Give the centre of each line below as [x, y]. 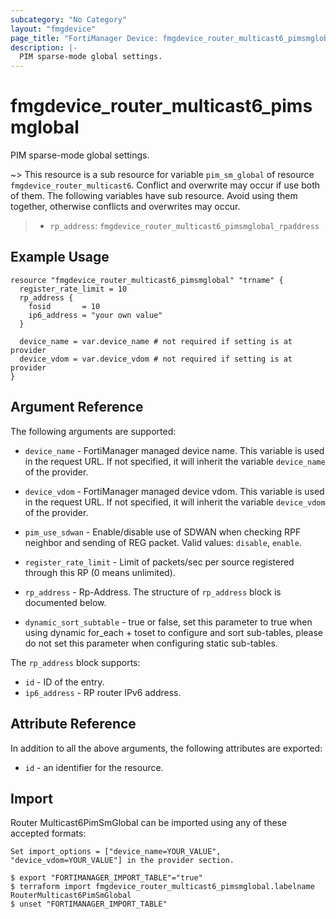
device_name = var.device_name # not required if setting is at [156, 341]
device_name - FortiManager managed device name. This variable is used [174, 450]
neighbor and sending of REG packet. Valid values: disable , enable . [163, 542]
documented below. [65, 602]
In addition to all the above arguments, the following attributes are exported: [166, 748]
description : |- [44, 47]
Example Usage [60, 257]
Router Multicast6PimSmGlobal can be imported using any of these [149, 823]
